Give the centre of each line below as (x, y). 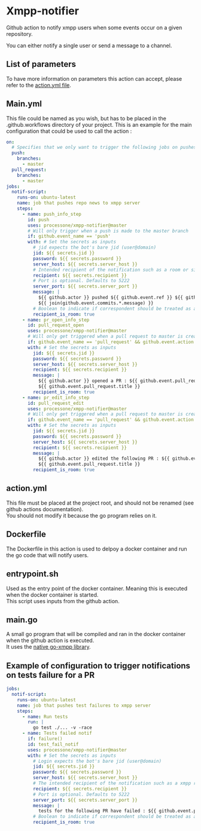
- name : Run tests (45, 717)
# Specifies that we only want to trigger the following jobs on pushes (104, 148)
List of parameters (41, 64)
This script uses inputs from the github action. (63, 601)
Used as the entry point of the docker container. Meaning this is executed (97, 588)
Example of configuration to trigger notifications (98, 666)
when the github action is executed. (50, 640)
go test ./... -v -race (63, 728)
